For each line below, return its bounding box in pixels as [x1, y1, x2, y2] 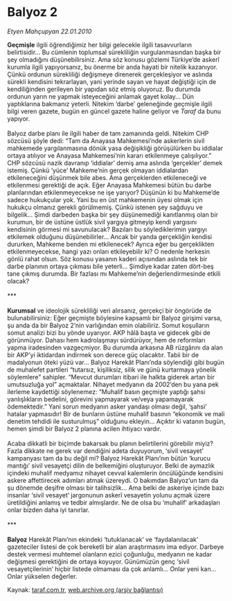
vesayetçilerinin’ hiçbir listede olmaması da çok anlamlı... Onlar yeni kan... [7, 564, 217, 573]
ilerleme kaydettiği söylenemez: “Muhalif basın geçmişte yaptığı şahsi [7, 387, 206, 396]
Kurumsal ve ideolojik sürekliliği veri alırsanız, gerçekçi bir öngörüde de [7, 306, 212, 315]
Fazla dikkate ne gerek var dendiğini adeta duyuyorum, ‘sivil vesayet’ [7, 446, 204, 455]
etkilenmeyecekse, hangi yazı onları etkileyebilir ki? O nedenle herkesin [7, 247, 210, 256]
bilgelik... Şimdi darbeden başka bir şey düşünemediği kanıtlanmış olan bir [7, 210, 219, 219]
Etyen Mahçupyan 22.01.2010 [7, 27, 92, 35]
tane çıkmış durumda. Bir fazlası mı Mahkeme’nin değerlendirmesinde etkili [7, 269, 221, 278]
